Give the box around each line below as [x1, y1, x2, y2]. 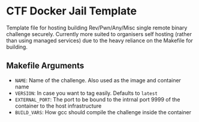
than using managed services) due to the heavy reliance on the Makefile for [6, 37, 194, 44]
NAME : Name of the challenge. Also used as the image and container [14, 76, 182, 84]
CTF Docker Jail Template [6, 4, 137, 18]
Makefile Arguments [6, 61, 85, 71]
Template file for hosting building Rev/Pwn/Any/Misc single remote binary [6, 24, 188, 31]
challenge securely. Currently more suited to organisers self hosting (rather [6, 30, 192, 37]
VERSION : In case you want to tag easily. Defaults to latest [14, 89, 158, 97]
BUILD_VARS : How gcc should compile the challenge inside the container [14, 108, 192, 115]
